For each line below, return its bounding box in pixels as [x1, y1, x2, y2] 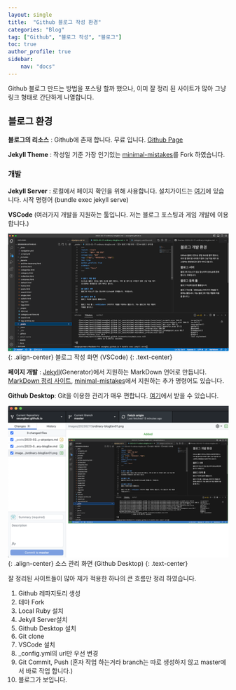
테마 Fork [18, 598, 45, 607]
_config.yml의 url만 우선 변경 [18, 649, 99, 658]
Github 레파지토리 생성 [18, 589, 81, 597]
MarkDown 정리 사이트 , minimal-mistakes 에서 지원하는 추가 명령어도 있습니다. [8, 376, 225, 385]
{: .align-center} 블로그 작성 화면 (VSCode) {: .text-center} [8, 353, 173, 361]
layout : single [8, 11, 53, 18]
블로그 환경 [8, 116, 53, 128]
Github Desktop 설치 [18, 624, 76, 632]
